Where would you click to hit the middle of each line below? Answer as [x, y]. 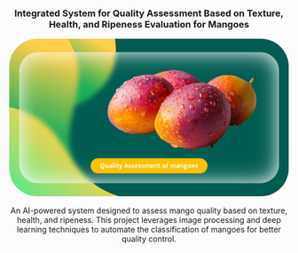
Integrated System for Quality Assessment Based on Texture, [149, 13]
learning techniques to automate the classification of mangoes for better [149, 229]
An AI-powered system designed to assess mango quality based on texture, [149, 210]
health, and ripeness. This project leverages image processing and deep [149, 219]
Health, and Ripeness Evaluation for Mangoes [149, 24]
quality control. [149, 239]
